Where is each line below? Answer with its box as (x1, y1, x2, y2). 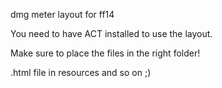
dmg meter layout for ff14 (10, 9, 115, 20)
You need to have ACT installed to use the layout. (10, 28, 213, 39)
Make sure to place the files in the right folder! (10, 47, 201, 59)
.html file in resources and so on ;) (10, 67, 152, 78)
